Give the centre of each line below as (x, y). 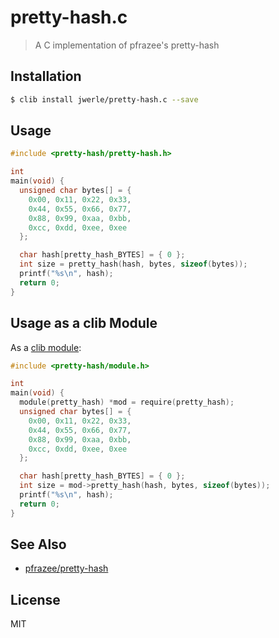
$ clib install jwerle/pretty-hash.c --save (104, 99)
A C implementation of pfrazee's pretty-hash (127, 45)
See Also (38, 544)
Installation (46, 76)
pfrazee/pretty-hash (66, 568)
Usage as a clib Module (84, 323)
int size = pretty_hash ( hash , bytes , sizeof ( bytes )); (133, 264)
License (35, 599)
